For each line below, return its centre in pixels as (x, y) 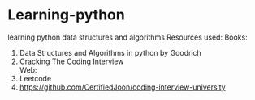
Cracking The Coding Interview (71, 61)
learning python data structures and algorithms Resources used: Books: (128, 37)
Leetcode (35, 78)
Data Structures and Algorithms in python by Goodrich (110, 52)
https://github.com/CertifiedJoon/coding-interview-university (122, 87)
